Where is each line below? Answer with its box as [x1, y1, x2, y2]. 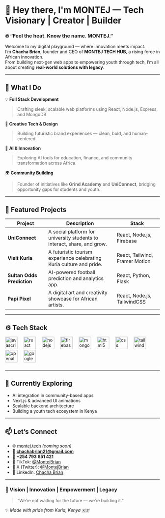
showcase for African [48, 295, 98, 302]
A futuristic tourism [48, 248, 92, 255]
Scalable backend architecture [12, 403, 75, 409]
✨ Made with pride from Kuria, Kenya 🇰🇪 [5, 507, 90, 513]
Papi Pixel [7, 295, 31, 302]
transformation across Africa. [17, 160, 77, 166]
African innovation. [5, 54, 44, 60]
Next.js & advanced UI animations [12, 397, 81, 403]
